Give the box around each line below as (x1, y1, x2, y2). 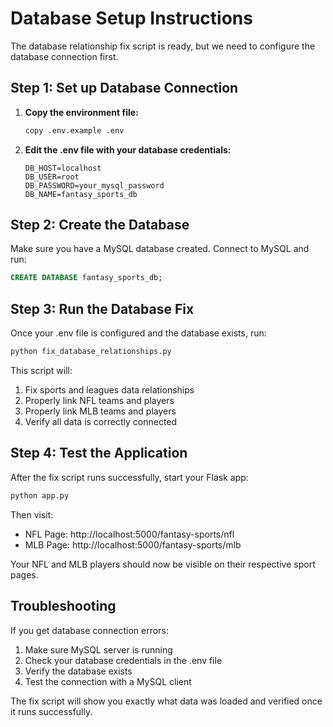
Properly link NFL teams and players (24, 395, 175, 406)
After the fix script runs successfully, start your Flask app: (10, 471, 249, 483)
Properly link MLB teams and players (24, 405, 177, 417)
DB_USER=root (24, 172, 80, 182)
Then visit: (10, 508, 54, 521)
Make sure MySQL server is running (24, 643, 173, 656)
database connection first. (10, 50, 119, 62)
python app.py (10, 490, 70, 501)
